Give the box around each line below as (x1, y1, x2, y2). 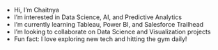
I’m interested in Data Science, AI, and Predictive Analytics (13, 13, 182, 21)
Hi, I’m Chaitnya (13, 6, 59, 14)
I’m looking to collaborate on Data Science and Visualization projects (13, 27, 211, 36)
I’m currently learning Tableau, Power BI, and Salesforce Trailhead (13, 21, 204, 28)
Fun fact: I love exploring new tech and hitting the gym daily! (13, 35, 187, 43)
